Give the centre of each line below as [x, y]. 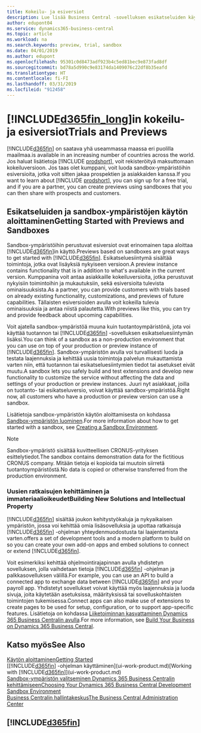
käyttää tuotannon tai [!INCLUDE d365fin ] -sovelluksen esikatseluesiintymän [100, 333]
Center [15, 704]
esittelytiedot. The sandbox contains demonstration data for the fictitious [95, 457]
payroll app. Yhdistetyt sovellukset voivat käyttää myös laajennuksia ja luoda [101, 588]
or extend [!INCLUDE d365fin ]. [44, 550]
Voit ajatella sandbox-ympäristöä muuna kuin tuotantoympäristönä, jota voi [99, 326]
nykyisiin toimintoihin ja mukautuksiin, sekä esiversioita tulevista [86, 283]
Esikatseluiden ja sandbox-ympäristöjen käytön [98, 212]
